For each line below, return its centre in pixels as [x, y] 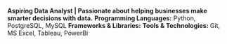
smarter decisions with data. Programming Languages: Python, [102, 18]
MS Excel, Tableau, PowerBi [48, 33]
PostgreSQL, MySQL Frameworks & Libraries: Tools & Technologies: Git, [114, 25]
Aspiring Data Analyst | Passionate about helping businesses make [107, 11]
